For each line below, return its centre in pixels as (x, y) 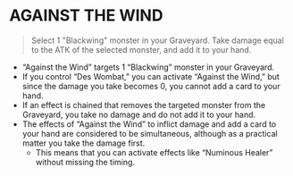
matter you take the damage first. (84, 143)
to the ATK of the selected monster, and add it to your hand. (141, 49)
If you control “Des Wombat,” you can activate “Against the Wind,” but (151, 76)
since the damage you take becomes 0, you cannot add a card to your (151, 86)
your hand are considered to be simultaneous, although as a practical (150, 133)
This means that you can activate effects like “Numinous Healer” (154, 152)
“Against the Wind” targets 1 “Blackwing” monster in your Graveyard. (148, 67)
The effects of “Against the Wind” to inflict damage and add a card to (149, 124)
